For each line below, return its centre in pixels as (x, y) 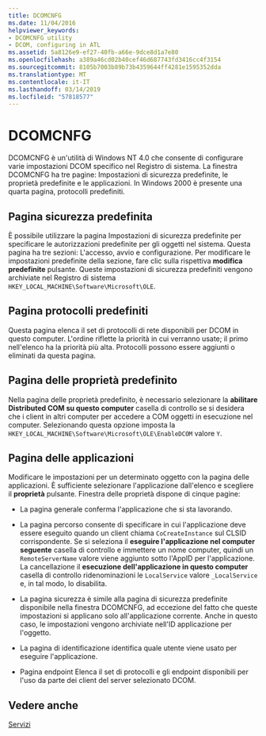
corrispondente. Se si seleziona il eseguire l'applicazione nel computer (137, 542)
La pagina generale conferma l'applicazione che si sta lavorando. (126, 509)
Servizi (20, 724)
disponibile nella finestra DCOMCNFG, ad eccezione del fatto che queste (139, 608)
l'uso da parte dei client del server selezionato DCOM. (108, 680)
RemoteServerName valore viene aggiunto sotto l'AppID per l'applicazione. (137, 558)
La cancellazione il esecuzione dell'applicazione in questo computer (134, 567)
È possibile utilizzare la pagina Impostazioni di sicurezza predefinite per (125, 236)
